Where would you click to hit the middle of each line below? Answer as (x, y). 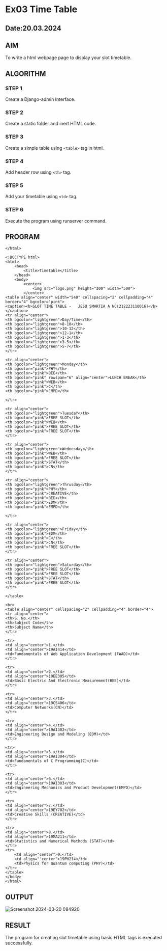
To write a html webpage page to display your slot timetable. (69, 58)
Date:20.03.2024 (34, 28)
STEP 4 (14, 161)
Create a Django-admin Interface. (40, 99)
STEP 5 (14, 185)
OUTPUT (20, 897)
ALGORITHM (26, 74)
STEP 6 (14, 210)
